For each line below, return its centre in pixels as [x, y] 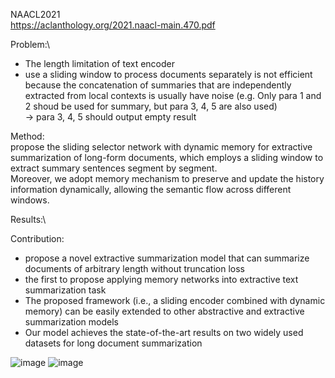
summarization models [71, 322]
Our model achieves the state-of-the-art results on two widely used [164, 332]
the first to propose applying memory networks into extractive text [161, 279]
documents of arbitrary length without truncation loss [134, 268]
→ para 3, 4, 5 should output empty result [110, 117]
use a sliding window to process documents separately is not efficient [168, 74]
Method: [27, 136]
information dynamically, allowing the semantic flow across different [151, 189]
